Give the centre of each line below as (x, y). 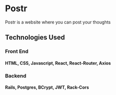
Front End (17, 51)
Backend (16, 75)
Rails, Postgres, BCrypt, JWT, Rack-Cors (47, 87)
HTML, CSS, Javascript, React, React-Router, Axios (58, 63)
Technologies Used (35, 37)
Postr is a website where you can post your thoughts (58, 22)
